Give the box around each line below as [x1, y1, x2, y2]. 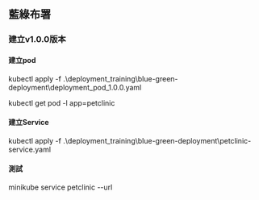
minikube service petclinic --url [8, 182, 113, 192]
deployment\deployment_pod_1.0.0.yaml [8, 82, 142, 92]
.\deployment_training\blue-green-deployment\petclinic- [63, 135, 252, 145]
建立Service [8, 118, 50, 127]
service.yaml [8, 144, 51, 154]
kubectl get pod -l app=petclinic [8, 98, 115, 107]
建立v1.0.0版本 [8, 34, 66, 45]
